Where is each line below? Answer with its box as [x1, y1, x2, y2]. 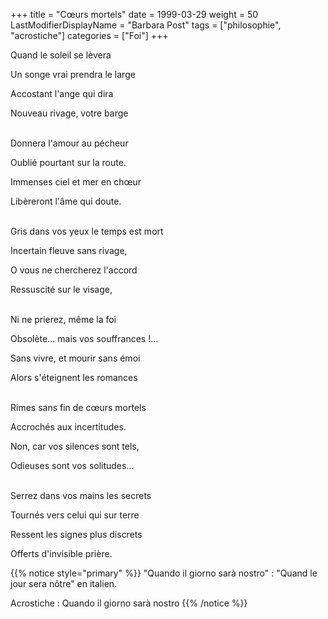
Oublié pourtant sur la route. [10, 157, 127, 168]
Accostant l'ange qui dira [10, 88, 114, 99]
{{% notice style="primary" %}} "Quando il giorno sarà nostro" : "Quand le [10, 567, 318, 579]
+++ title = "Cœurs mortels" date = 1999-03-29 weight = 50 [10, 9, 259, 20]
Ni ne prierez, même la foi [10, 314, 117, 325]
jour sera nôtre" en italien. [10, 578, 118, 589]
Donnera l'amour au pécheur [10, 137, 129, 149]
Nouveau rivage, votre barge [10, 107, 129, 119]
